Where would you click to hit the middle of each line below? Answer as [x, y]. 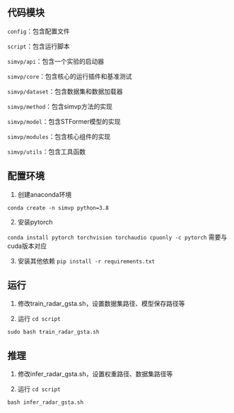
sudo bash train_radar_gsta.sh [53, 332]
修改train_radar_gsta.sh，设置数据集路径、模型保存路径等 [101, 304]
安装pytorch [35, 222]
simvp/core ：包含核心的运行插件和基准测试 [70, 76]
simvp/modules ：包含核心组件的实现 [59, 136]
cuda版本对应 [27, 246]
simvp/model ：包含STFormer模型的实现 [64, 121]
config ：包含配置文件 [39, 31]
